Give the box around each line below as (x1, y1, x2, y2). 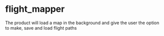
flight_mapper (5, 3, 65, 15)
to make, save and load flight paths (5, 25, 77, 31)
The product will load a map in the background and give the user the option (5, 20, 160, 26)
